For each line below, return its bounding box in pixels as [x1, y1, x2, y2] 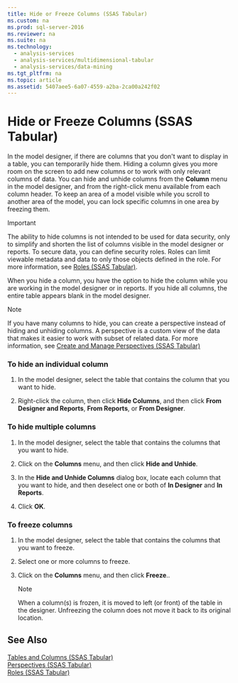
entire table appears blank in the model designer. [7, 292, 151, 300]
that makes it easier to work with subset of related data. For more [7, 334, 199, 343]
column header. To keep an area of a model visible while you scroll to [7, 190, 210, 199]
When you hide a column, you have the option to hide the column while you [7, 276, 228, 285]
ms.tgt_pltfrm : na [7, 70, 62, 77]
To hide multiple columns [7, 422, 97, 432]
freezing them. [7, 205, 50, 214]
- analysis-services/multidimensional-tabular [13, 57, 154, 64]
